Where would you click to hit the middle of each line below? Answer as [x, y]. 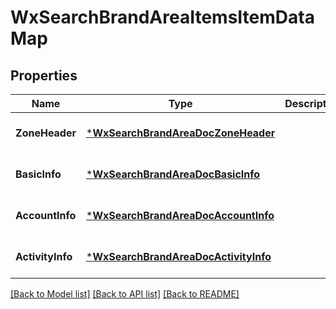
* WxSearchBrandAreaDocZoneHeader [181, 133]
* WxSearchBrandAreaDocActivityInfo [179, 256]
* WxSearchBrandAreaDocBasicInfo [173, 174]
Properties [44, 75]
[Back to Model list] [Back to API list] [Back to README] [125, 294]
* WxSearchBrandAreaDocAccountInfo [180, 215]
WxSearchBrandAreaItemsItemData [162, 17]
